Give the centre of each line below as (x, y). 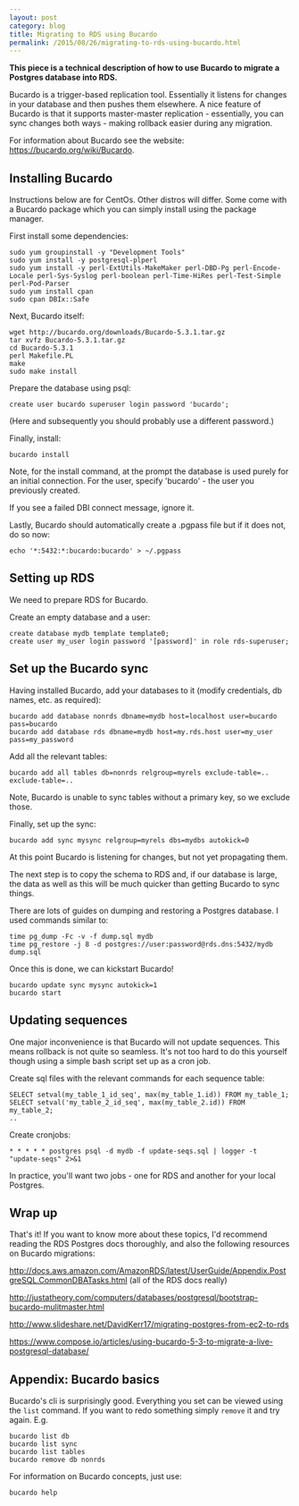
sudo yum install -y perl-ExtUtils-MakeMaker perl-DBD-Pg (119, 268)
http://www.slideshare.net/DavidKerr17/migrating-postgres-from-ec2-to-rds (149, 1324)
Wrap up (33, 1213)
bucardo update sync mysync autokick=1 (83, 985)
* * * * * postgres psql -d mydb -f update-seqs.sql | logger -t (133, 1151)
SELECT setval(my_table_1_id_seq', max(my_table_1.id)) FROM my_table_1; (149, 1095)
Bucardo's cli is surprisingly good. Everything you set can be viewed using (146, 1401)
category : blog (37, 26)
